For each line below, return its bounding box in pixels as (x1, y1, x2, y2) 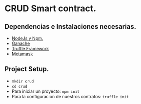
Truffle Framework (11, 46, 49, 51)
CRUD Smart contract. (4, 3, 97, 14)
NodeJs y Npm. (11, 35, 43, 41)
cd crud (11, 84, 27, 89)
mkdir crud (11, 79, 34, 83)
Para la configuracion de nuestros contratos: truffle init (11, 93, 129, 99)
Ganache (11, 41, 30, 46)
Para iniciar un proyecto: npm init (11, 88, 80, 94)
